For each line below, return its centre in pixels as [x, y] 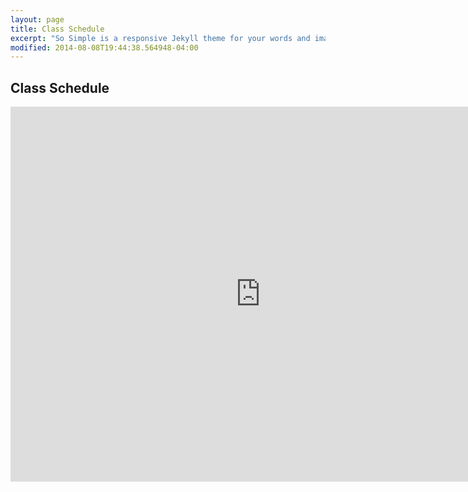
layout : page [37, 19]
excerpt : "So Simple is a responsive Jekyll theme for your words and [160, 38]
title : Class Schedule [57, 29]
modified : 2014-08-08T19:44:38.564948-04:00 [104, 47]
